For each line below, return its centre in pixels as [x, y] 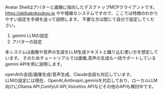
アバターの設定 [27, 42]
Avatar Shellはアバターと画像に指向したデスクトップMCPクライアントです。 [81, 7]
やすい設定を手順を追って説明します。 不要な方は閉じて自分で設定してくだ [80, 19]
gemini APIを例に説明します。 [35, 64]
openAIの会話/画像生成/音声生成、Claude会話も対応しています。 [70, 74]
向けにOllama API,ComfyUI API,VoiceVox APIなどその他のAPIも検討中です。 [81, 86]
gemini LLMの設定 [30, 36]
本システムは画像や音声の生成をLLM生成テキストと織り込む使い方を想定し [80, 52]
